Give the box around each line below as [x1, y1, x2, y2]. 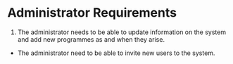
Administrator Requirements [7, 5, 177, 21]
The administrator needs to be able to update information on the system [17, 28, 227, 36]
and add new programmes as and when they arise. [17, 35, 165, 43]
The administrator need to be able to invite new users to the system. [17, 49, 215, 57]
